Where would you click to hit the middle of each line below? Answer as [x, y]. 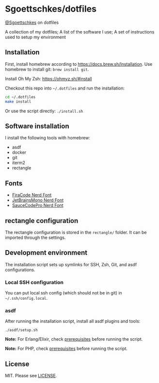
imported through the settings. [35, 237]
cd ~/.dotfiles [20, 97]
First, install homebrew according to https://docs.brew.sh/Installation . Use [79, 64]
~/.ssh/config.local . [26, 298]
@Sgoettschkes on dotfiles [32, 22]
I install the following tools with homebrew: [48, 138]
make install [18, 101]
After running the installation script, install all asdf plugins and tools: [73, 321]
